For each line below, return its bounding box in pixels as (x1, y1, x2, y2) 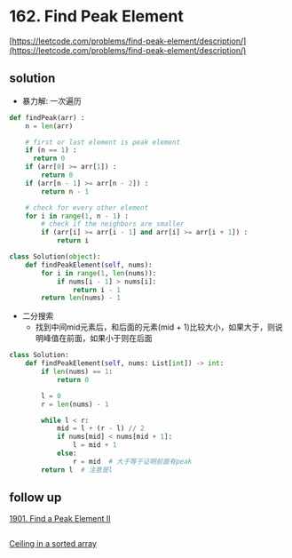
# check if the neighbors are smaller (41, 219, 185, 228)
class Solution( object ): (9, 252, 101, 261)
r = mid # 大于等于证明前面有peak (72, 457, 193, 466)
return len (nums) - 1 (41, 293, 122, 303)
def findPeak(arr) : (9, 113, 86, 122)
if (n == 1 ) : (25, 146, 77, 155)
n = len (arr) (25, 122, 74, 131)
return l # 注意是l (41, 465, 114, 474)
